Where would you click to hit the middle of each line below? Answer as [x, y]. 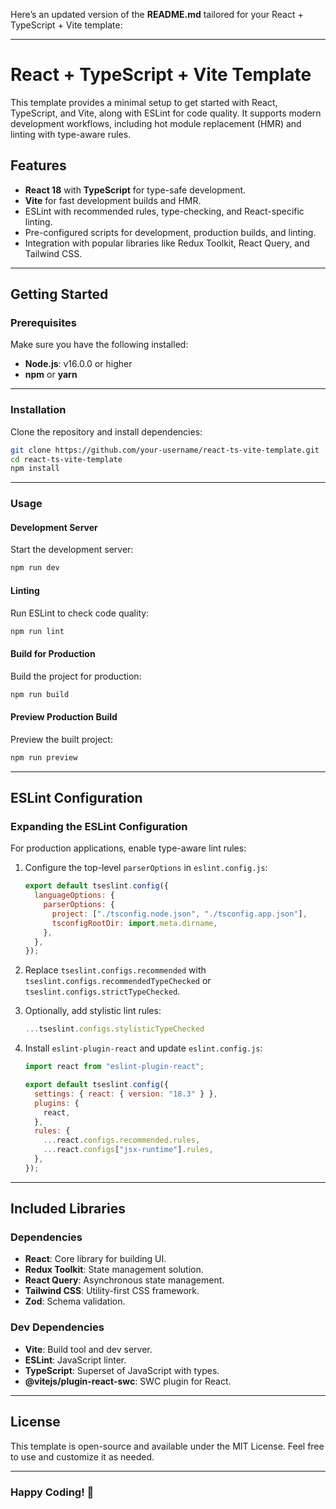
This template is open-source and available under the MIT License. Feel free [167, 1446]
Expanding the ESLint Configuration [99, 826]
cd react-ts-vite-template [66, 459]
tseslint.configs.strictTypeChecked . [102, 991]
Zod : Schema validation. [75, 1301]
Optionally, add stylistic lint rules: [93, 1011]
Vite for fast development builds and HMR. [113, 200]
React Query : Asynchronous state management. [124, 1280]
